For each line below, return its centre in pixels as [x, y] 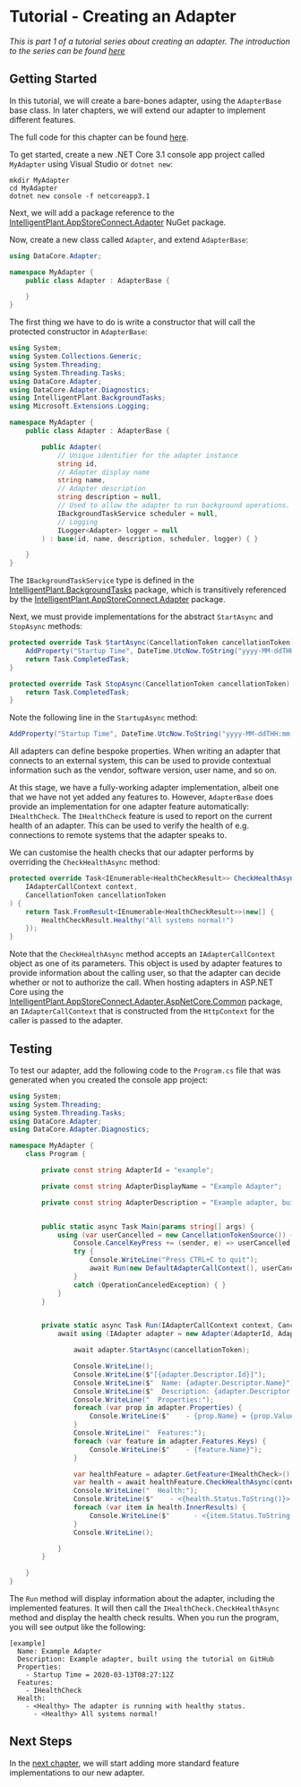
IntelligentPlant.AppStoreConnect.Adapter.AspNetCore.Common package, [146, 1002]
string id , [77, 463]
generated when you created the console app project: [109, 1079]
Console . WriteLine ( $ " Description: [142, 1391]
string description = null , [110, 497]
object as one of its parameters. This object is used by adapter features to [146, 963]
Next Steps [41, 1742]
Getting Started [53, 79]
